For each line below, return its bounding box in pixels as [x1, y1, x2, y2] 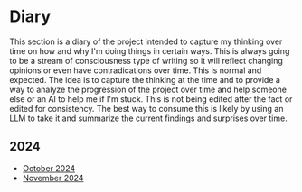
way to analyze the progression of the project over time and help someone [9, 84, 288, 95]
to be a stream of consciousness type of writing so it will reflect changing [9, 55, 283, 66]
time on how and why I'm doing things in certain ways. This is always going [9, 45, 290, 56]
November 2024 [22, 172, 84, 183]
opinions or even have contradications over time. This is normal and [9, 65, 262, 76]
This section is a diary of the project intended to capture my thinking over [9, 36, 283, 47]
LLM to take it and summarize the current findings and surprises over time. [9, 113, 288, 123]
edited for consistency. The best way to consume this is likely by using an [9, 103, 284, 114]
